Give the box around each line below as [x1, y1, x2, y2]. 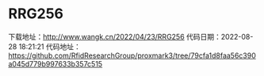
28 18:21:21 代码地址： [8, 41, 81, 51]
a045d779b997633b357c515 [8, 59, 103, 68]
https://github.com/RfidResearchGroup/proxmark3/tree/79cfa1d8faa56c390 [8, 51, 256, 60]
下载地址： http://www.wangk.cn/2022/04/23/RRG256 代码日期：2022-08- [8, 32, 254, 41]
